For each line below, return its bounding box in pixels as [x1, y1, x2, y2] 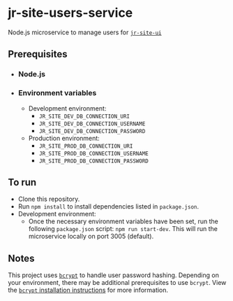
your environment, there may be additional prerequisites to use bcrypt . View [8, 279, 227, 287]
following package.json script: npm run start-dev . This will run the [28, 225, 218, 233]
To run [8, 176, 37, 188]
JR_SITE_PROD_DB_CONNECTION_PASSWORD [38, 157, 149, 164]
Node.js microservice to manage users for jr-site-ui [8, 28, 163, 36]
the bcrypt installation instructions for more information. [8, 286, 169, 295]
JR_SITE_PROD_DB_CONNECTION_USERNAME [38, 150, 149, 157]
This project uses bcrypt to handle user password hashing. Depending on [8, 271, 219, 279]
